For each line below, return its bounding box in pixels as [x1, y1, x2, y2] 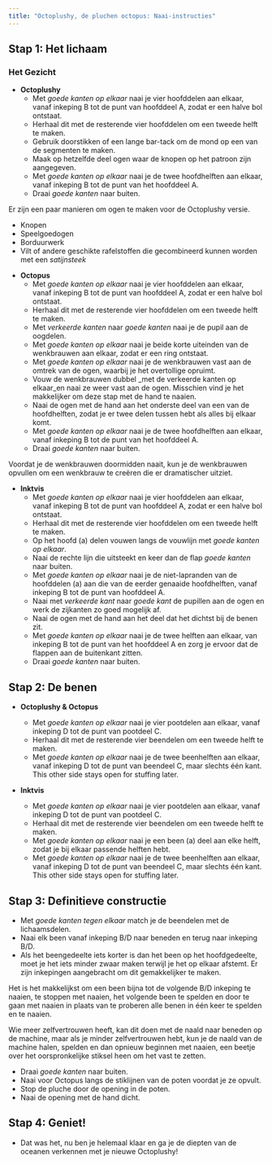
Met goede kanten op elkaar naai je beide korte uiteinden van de [32, 339, 249, 350]
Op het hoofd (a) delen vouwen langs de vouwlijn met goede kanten [32, 536, 260, 545]
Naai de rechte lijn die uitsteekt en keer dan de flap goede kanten [32, 553, 251, 562]
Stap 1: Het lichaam [8, 42, 108, 56]
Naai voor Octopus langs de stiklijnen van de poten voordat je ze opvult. [19, 1075, 261, 1085]
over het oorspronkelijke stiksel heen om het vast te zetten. [8, 1051, 206, 1061]
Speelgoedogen [19, 229, 75, 238]
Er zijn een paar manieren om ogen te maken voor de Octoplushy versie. [8, 204, 250, 214]
